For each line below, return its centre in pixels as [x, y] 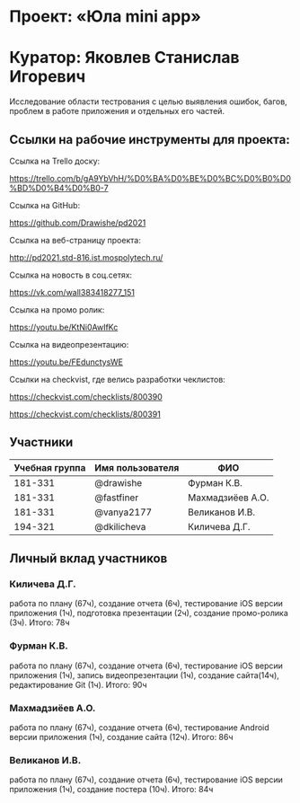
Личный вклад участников [88, 559]
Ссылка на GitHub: [45, 205]
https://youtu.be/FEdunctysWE [66, 362]
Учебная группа [50, 467]
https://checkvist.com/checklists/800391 [85, 414]
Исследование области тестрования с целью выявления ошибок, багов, [148, 101]
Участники [41, 442]
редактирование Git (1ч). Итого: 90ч [78, 684]
